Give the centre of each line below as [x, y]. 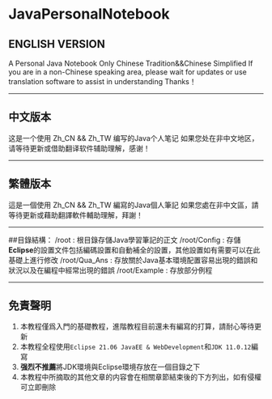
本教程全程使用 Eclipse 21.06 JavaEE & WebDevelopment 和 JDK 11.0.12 [136, 347]
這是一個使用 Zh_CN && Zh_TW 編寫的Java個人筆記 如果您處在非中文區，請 [134, 205]
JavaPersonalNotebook [89, 14]
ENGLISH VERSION [57, 44]
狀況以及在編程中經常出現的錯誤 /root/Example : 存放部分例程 [110, 270]
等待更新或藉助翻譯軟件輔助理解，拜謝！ [76, 214]
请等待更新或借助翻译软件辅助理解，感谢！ [79, 148]
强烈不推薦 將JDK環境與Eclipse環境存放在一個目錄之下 [110, 367]
